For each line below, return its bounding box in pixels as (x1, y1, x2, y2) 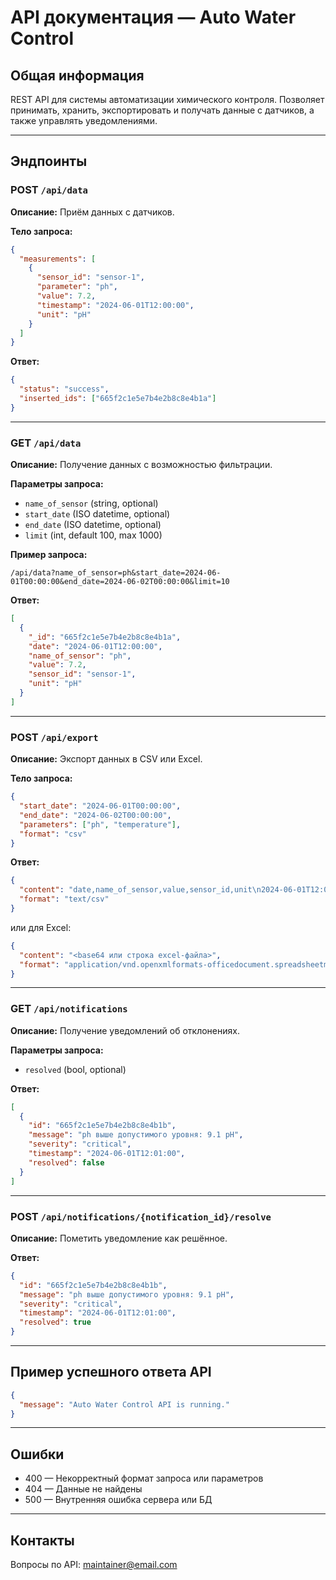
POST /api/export (10, 730, 99, 744)
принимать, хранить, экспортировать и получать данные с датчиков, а (10, 104, 315, 116)
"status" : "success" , (19, 384, 110, 395)
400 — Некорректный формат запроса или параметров (24, 1472, 264, 1485)
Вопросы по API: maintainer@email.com (10, 1559, 178, 1571)
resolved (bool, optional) (24, 1063, 127, 1075)
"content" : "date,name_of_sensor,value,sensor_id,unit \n (19, 885, 262, 895)
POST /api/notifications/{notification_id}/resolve (10, 1209, 272, 1223)
